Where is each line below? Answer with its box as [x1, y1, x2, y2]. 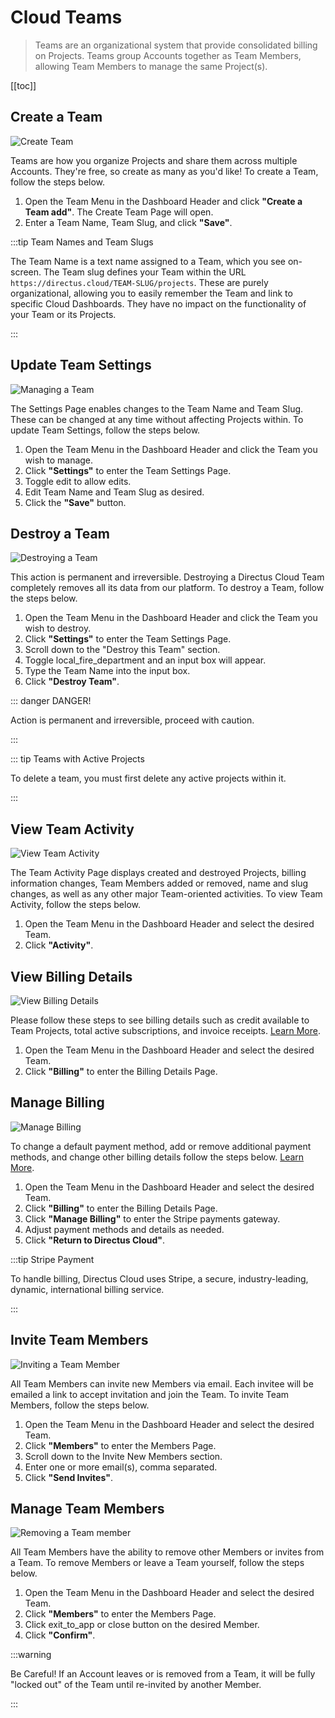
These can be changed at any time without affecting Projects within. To [10, 413, 304, 425]
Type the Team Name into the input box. [24, 665, 191, 677]
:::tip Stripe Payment [10, 1253, 95, 1265]
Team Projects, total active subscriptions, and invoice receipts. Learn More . [10, 1025, 321, 1036]
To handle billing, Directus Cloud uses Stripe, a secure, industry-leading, [10, 1272, 309, 1285]
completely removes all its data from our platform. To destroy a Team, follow [10, 582, 325, 594]
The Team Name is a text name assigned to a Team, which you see [10, 255, 286, 267]
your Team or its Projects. [10, 308, 117, 320]
